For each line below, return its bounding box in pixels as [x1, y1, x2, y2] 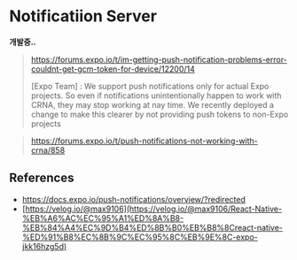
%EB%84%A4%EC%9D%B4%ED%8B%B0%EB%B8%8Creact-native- [21, 222, 284, 233]
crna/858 [30, 144, 66, 156]
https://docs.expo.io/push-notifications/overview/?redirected [21, 194, 246, 204]
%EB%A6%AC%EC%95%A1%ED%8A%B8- [21, 212, 184, 223]
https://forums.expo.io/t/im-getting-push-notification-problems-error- [30, 54, 288, 65]
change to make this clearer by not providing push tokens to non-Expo [30, 109, 289, 119]
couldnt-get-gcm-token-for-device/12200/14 [30, 64, 195, 74]
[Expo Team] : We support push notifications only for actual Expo [30, 80, 270, 91]
